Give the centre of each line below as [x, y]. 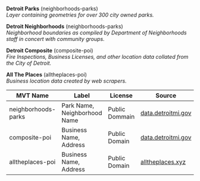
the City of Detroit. [29, 63]
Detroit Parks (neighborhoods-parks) [52, 9]
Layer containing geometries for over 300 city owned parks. [80, 15]
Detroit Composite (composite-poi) [50, 50]
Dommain [121, 117]
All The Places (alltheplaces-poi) [47, 74]
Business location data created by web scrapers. [66, 81]
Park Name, [78, 105]
